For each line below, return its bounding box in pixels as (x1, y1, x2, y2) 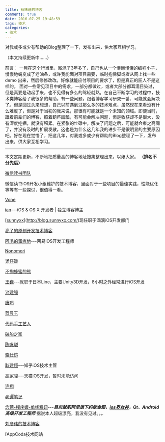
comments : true (5, 12, 36, 17)
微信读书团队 (5, 170, 31, 176)
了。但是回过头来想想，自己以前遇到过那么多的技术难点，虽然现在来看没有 (5, 102, 156, 108)
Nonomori (5, 248, 26, 253)
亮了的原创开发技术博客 (5, 228, 53, 233)
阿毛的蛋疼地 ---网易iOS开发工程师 (5, 238, 75, 244)
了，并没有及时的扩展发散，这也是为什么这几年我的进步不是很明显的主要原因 (5, 126, 160, 132)
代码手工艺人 (5, 321, 31, 327)
